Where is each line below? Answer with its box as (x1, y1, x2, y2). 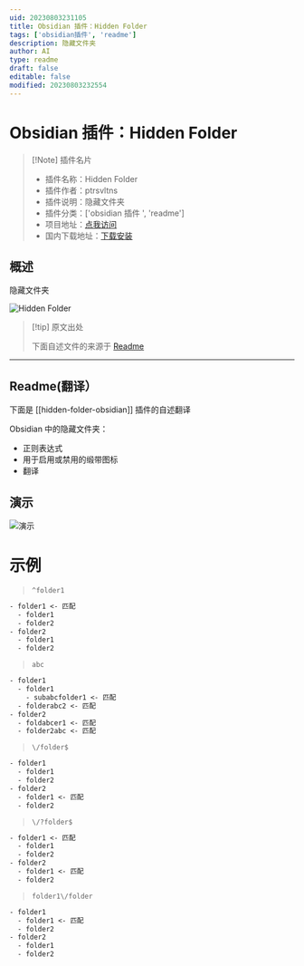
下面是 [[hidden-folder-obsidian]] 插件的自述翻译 (9, 404, 192, 415)
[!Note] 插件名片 (31, 154, 92, 165)
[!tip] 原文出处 (31, 322, 84, 333)
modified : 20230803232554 (9, 81, 107, 90)
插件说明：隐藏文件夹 (44, 196, 125, 207)
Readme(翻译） (9, 378, 98, 394)
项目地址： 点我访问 (44, 218, 118, 229)
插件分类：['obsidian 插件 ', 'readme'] (44, 208, 185, 218)
